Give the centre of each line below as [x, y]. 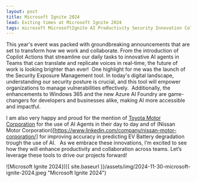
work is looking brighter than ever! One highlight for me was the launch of [96, 69]
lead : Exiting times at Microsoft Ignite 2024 [64, 22]
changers [18, 101]
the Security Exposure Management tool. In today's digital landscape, [90, 75]
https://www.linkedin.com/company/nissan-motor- [116, 131]
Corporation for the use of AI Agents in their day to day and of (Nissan [91, 124]
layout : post [22, 11]
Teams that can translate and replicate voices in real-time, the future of [92, 63]
